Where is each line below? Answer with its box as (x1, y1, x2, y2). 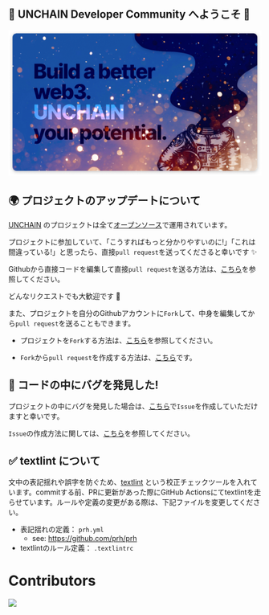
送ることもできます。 (65, 318, 135, 328)
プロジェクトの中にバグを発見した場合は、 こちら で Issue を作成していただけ (8, 401, 259, 411)
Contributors (8, 572, 96, 589)
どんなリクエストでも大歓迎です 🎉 (8, 292, 121, 301)
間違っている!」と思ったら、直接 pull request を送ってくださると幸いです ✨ (8, 248, 258, 257)
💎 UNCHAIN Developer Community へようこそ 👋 (8, 7, 251, 22)
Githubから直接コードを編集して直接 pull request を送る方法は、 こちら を (8, 264, 250, 274)
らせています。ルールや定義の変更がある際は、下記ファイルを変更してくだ (8, 497, 254, 506)
